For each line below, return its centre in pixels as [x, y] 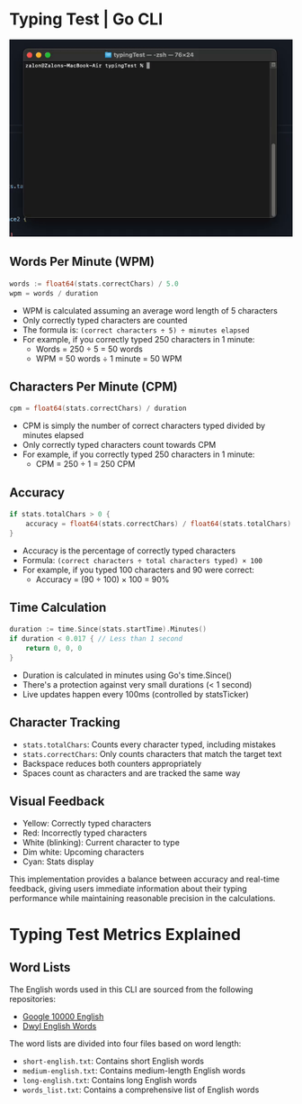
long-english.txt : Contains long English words [110, 1080]
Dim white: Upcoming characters [83, 852]
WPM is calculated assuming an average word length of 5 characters [150, 310]
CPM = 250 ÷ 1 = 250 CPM [85, 464]
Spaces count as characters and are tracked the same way [131, 773]
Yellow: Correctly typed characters [87, 823]
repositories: [33, 999]
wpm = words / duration [54, 293]
